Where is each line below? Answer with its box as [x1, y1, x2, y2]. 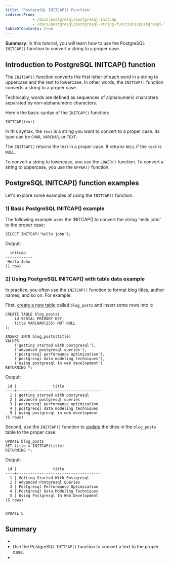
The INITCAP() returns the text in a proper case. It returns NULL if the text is [5, 143, 162, 150]
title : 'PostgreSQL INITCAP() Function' [5, 7, 92, 13]
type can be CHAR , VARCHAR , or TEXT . [5, 133, 77, 139]
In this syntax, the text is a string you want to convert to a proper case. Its [5, 128, 160, 134]
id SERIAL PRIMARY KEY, [14, 316, 65, 322]
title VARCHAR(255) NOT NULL [14, 321, 76, 326]
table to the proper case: [5, 429, 57, 435]
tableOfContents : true [5, 26, 53, 31]
